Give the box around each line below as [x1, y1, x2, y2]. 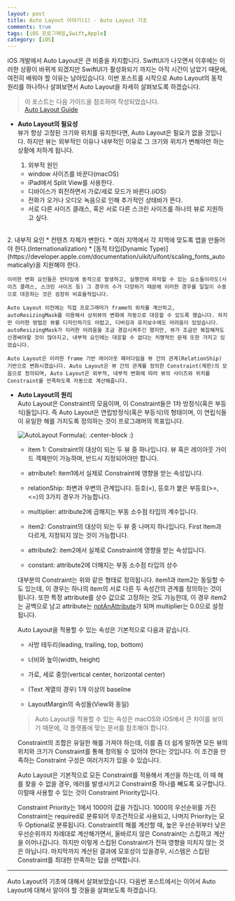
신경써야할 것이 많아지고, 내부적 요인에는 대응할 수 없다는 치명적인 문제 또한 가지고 [7, 334, 218, 342]
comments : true [7, 23, 52, 30]
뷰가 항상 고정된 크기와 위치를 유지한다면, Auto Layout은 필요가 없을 [17, 129, 204, 137]
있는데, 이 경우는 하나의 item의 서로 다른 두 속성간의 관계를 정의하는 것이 [24, 585, 222, 593]
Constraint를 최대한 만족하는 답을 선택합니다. [17, 855, 141, 865]
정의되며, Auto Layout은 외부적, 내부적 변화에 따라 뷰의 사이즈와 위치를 [24, 370, 211, 377]
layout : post [7, 10, 45, 18]
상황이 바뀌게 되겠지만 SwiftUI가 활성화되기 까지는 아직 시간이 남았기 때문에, [20, 65, 227, 74]
